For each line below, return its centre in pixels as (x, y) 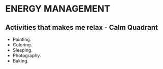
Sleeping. (23, 50)
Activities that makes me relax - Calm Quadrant (82, 27)
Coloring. (22, 45)
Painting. (22, 39)
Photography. (27, 55)
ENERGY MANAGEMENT (58, 9)
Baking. (21, 61)
